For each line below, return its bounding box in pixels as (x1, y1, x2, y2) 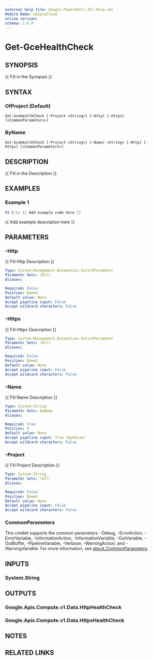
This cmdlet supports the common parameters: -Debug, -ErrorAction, (5, 530, 144, 536)
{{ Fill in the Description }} (5, 171, 57, 177)
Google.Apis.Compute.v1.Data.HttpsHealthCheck (5, 617, 124, 624)
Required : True (5, 422, 36, 427)
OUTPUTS (5, 589, 36, 598)
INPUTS (5, 560, 29, 568)
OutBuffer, (5, 540, 26, 546)
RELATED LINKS (5, 648, 54, 657)
